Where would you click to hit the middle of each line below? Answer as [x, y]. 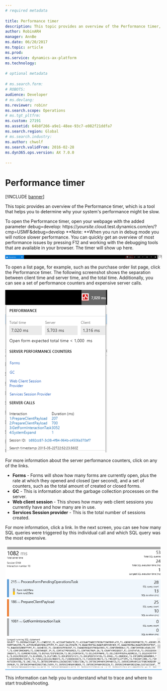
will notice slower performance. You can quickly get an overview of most [80, 237]
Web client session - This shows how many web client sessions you [83, 502]
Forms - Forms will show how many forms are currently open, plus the [84, 475]
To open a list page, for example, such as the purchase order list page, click [83, 267]
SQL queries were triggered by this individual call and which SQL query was [83, 533]
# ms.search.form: [24, 84]
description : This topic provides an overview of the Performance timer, [83, 26]
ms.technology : [21, 63]
